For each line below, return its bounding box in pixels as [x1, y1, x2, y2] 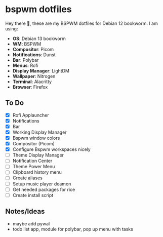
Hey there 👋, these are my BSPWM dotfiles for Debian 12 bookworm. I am [5, 20, 158, 26]
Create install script [12, 192, 54, 198]
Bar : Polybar [12, 57, 39, 63]
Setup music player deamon [12, 181, 71, 187]
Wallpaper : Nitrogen [12, 73, 56, 79]
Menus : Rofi [12, 62, 39, 68]
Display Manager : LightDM [12, 67, 70, 74]
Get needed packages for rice [12, 186, 75, 192]
